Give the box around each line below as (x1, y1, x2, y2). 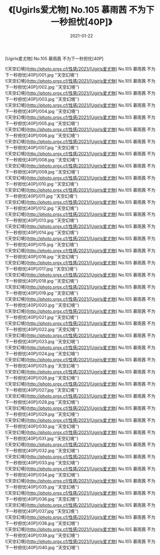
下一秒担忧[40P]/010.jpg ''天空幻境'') (5, 181, 79, 187)
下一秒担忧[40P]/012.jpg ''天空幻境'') (5, 205, 79, 211)
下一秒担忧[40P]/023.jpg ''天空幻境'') (5, 338, 80, 344)
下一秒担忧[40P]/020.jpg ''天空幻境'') (5, 302, 80, 308)
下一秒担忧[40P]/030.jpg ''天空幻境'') (5, 423, 80, 429)
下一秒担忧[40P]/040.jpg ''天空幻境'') (5, 544, 80, 550)
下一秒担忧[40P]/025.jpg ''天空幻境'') (5, 363, 79, 368)
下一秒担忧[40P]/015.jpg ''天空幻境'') (5, 241, 79, 247)
